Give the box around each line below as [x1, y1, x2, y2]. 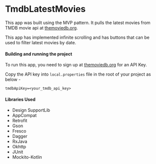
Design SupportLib [12, 107, 51, 113]
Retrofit [12, 118, 27, 124]
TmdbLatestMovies [5, 3, 86, 15]
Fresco [12, 128, 26, 134]
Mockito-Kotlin [12, 154, 43, 160]
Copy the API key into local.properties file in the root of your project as [5, 71, 151, 77]
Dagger [12, 134, 28, 139]
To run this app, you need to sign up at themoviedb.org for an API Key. [5, 62, 147, 68]
